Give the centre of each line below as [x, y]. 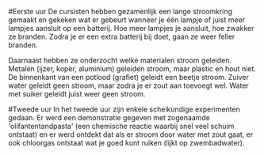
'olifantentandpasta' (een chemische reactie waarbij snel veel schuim [121, 126]
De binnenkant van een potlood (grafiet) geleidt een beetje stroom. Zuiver [129, 77]
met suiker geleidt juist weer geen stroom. [77, 94]
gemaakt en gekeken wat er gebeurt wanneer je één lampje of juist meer [127, 20]
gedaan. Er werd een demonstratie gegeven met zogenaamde [109, 117]
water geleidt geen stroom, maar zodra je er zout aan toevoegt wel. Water [129, 85]
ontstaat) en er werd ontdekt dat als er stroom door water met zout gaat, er [131, 134]
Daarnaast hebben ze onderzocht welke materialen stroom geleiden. [120, 60]
